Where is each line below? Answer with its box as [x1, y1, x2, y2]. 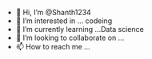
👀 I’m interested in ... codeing [15, 16, 113, 26]
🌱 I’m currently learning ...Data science [15, 25, 144, 33]
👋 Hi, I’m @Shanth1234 [15, 8, 92, 17]
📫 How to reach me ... [15, 42, 90, 51]
